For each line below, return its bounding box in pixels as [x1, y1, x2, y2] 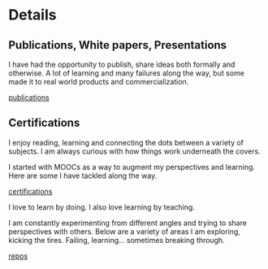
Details [8, 6, 57, 24]
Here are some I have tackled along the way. [8, 171, 158, 180]
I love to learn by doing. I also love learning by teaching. [8, 202, 195, 212]
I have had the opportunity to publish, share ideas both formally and [8, 59, 236, 69]
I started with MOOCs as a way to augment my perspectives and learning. [8, 162, 256, 171]
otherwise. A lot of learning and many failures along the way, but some [8, 68, 245, 78]
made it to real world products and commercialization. [8, 77, 189, 86]
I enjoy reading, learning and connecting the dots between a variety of [8, 137, 244, 147]
